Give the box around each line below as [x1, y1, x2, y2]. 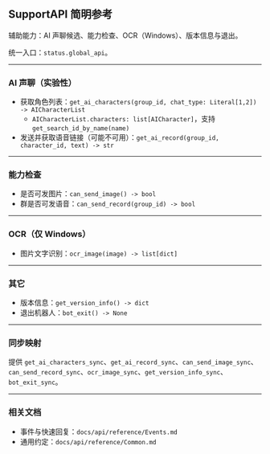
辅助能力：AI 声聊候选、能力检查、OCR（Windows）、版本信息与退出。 [8, 31, 243, 40]
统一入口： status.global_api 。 [8, 47, 112, 57]
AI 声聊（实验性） [8, 77, 77, 88]
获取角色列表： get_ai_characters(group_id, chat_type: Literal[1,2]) [19, 97, 257, 107]
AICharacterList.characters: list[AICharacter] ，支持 [31, 114, 215, 124]
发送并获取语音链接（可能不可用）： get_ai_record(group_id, [19, 133, 219, 142]
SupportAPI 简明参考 [8, 7, 112, 22]
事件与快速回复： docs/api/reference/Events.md [19, 427, 178, 436]
